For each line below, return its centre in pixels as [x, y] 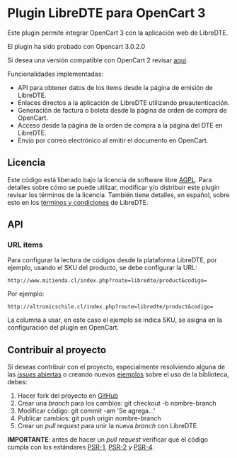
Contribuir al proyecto [57, 350]
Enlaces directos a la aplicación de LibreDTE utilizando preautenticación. [123, 102]
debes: [17, 382]
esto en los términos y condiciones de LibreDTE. [78, 202]
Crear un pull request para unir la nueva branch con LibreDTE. [108, 426]
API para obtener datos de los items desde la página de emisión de [115, 87]
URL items [25, 245]
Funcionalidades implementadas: [56, 74]
